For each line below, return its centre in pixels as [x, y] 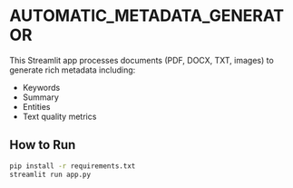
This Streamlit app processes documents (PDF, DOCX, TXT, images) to [142, 60]
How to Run [43, 145]
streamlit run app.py [50, 174]
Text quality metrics [59, 116]
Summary [40, 97]
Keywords [41, 87]
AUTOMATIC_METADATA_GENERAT [147, 16]
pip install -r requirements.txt [73, 166]
